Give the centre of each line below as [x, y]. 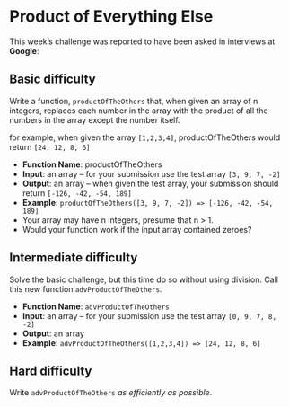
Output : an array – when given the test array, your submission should [150, 183]
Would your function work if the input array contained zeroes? [137, 229]
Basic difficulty [53, 80]
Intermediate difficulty [74, 258]
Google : [24, 50]
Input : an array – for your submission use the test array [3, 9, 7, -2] [151, 173]
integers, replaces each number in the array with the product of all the [139, 111]
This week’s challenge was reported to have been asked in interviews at [142, 41]
